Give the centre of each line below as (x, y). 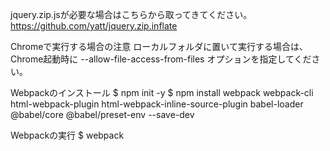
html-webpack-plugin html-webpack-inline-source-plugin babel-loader (157, 104)
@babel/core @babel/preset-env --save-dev (102, 114)
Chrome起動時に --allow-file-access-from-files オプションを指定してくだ (161, 59)
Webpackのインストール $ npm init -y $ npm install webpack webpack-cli (162, 92)
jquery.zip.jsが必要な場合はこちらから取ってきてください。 (131, 14)
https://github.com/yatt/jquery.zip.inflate (94, 26)
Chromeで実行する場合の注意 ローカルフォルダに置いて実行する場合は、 (159, 46)
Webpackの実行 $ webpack (67, 135)
